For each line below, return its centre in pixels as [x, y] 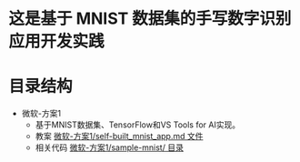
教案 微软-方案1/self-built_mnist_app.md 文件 [119, 137]
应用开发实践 [57, 41]
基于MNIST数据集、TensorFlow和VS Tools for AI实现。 [138, 125]
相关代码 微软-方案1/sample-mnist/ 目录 [109, 147]
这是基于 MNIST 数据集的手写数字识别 [150, 19]
